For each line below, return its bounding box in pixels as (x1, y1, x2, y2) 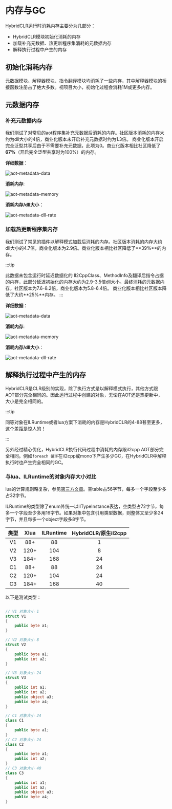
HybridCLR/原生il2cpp (71, 529, 127, 537)
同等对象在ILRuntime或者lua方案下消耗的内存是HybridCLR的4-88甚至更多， (5, 419, 165, 425)
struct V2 (5, 642, 27, 648)
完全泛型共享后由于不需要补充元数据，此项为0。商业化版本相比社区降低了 (5, 142, 161, 149)
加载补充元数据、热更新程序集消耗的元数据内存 (12, 40, 112, 46)
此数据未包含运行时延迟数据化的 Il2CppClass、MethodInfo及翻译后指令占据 (5, 272, 164, 278)
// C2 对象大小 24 (5, 737, 41, 742)
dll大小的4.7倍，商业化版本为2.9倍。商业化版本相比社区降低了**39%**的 (5, 245, 162, 251)
